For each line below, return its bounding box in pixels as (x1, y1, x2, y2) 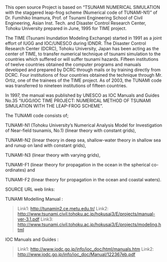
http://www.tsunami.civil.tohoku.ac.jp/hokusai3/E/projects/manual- (17, 211, 156, 217)
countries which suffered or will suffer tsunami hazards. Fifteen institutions (5, 56, 159, 62)
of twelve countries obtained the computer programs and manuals (5, 62, 141, 67)
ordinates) (5, 167, 26, 173)
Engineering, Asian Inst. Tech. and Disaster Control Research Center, (5, 20, 147, 26)
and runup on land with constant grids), (5, 142, 86, 148)
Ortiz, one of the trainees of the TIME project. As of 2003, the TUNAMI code (5, 77, 162, 83)
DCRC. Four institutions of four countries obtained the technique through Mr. (5, 72, 163, 78)
